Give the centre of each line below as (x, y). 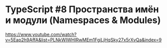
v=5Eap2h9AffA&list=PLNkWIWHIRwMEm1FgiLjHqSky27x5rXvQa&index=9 (83, 40)
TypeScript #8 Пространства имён (82, 9)
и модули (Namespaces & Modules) (83, 20)
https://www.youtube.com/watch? (41, 34)
